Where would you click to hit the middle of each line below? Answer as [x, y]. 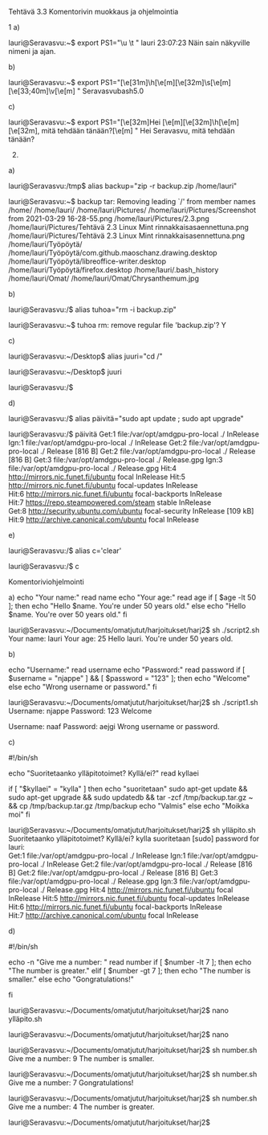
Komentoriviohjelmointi [46, 582]
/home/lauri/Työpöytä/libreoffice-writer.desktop [87, 261]
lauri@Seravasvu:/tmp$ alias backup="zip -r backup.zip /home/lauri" [123, 186]
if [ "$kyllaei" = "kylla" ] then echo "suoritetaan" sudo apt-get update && [128, 789]
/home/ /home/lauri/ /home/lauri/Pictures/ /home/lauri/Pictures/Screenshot [132, 210]
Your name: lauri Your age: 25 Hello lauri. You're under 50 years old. [121, 639]
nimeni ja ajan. [32, 51]
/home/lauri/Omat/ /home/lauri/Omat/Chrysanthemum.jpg [104, 278]
